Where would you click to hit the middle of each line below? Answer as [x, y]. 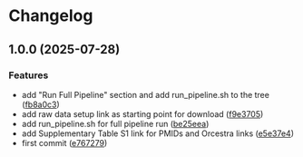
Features [29, 75]
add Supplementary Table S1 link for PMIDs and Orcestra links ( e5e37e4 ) [157, 133]
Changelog [51, 16]
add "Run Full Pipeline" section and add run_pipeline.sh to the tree [145, 94]
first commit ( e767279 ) [64, 142]
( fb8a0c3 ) [40, 104]
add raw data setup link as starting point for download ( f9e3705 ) [142, 113]
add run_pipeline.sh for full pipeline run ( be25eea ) [115, 123]
